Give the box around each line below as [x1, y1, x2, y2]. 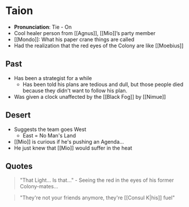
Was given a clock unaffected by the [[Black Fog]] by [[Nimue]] [13, 93, 166, 100]
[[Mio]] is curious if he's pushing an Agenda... [13, 138, 124, 145]
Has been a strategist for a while [13, 74, 92, 81]
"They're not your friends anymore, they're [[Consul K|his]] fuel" [19, 194, 176, 201]
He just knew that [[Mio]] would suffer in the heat [13, 144, 132, 151]
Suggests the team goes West [13, 126, 86, 133]
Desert [5, 110, 31, 120]
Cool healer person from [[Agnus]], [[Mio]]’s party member [13, 29, 156, 36]
